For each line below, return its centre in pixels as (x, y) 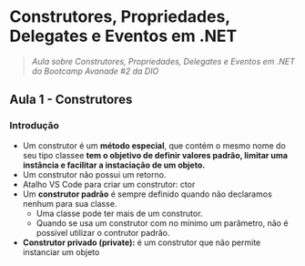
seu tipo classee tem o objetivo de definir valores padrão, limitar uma (155, 155)
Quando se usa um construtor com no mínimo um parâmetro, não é (162, 223)
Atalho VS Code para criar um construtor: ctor (109, 184)
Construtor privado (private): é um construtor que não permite (142, 242)
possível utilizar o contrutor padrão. (103, 232)
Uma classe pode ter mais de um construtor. (119, 213)
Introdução (34, 126)
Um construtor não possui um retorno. (94, 174)
